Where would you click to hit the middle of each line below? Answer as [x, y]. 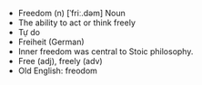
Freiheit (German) [51, 42]
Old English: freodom [58, 71]
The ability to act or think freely [77, 23]
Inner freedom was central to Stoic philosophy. [106, 52]
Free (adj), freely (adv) [60, 61]
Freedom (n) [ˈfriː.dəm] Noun [71, 13]
